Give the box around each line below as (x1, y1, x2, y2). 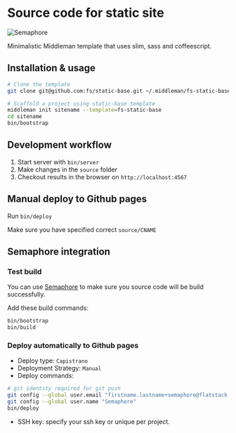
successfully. (7, 290, 46, 299)
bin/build (7, 324, 37, 331)
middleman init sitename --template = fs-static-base (7, 107, 162, 114)
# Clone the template (7, 81, 71, 88)
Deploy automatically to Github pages (7, 340, 139, 350)
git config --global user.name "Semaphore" (7, 399, 137, 406)
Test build (7, 266, 42, 276)
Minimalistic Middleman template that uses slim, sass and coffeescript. (7, 41, 212, 50)
